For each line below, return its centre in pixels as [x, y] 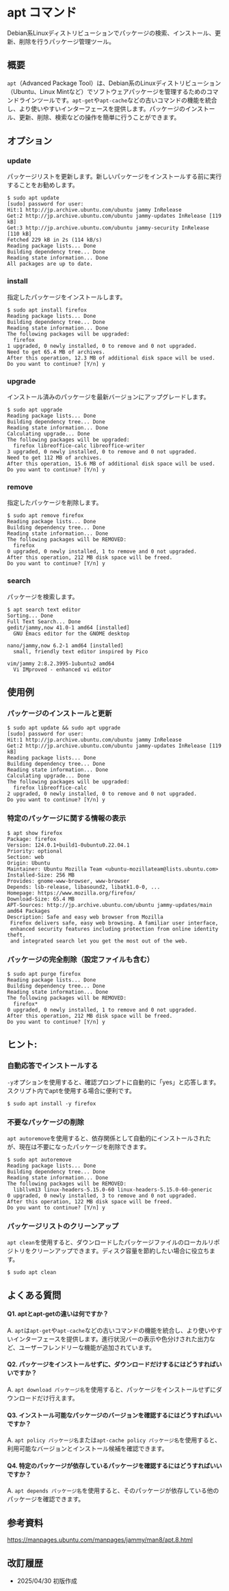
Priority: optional [35, 851]
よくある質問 [34, 1295]
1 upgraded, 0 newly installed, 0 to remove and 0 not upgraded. [102, 346]
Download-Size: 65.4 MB [41, 899]
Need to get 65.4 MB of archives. [56, 352]
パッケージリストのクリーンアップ [63, 1226]
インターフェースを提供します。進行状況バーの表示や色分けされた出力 [111, 1339]
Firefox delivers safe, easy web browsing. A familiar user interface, [114, 923]
